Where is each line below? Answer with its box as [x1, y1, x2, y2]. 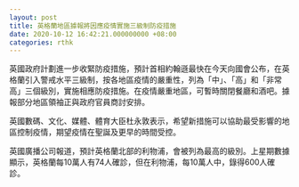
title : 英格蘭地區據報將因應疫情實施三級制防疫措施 [9, 21, 176, 30]
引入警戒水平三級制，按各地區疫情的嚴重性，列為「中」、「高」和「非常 [24, 75, 282, 85]
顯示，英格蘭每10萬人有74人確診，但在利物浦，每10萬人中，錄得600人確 [9, 157, 276, 167]
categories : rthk [9, 37, 74, 47]
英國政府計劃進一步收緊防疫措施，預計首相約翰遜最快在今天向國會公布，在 [9, 63, 282, 74]
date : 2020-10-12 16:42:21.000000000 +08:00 [9, 29, 177, 38]
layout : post [9, 12, 58, 22]
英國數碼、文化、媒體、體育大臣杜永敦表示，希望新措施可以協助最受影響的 [9, 116, 282, 126]
